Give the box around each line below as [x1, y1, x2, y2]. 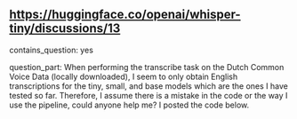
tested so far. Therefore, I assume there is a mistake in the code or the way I [9, 90, 288, 100]
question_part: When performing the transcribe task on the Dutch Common [9, 61, 285, 72]
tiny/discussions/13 [9, 21, 121, 36]
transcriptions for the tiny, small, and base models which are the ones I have [9, 80, 289, 91]
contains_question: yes [9, 44, 93, 55]
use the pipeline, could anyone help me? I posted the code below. [9, 99, 250, 110]
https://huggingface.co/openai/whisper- [9, 7, 242, 22]
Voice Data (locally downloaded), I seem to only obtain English [9, 71, 238, 82]
